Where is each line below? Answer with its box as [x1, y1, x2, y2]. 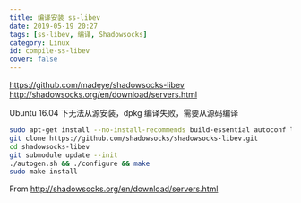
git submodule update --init [9, 150, 118, 160]
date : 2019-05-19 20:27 [9, 22, 99, 31]
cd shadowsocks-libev [9, 142, 90, 151]
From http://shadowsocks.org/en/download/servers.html [9, 183, 219, 194]
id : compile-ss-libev [9, 47, 90, 56]
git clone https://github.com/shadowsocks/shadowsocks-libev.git [9, 134, 258, 143]
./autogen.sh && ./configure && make [9, 159, 150, 168]
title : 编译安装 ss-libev [9, 13, 101, 22]
